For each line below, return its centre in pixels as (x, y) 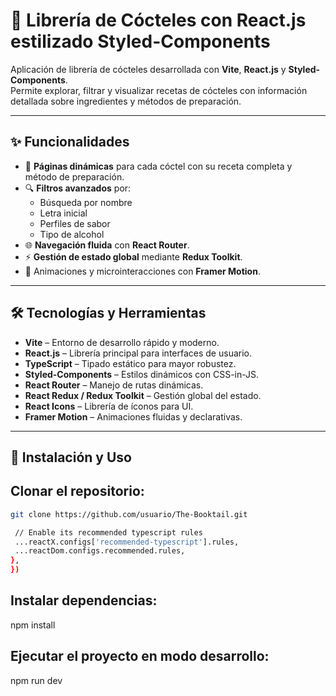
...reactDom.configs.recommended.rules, (100, 551)
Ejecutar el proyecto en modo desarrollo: (140, 656)
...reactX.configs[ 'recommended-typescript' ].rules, (127, 542)
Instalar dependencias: (84, 600)
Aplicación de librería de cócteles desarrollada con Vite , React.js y (148, 69)
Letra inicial (63, 213)
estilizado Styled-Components (140, 41)
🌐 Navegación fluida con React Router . (107, 245)
